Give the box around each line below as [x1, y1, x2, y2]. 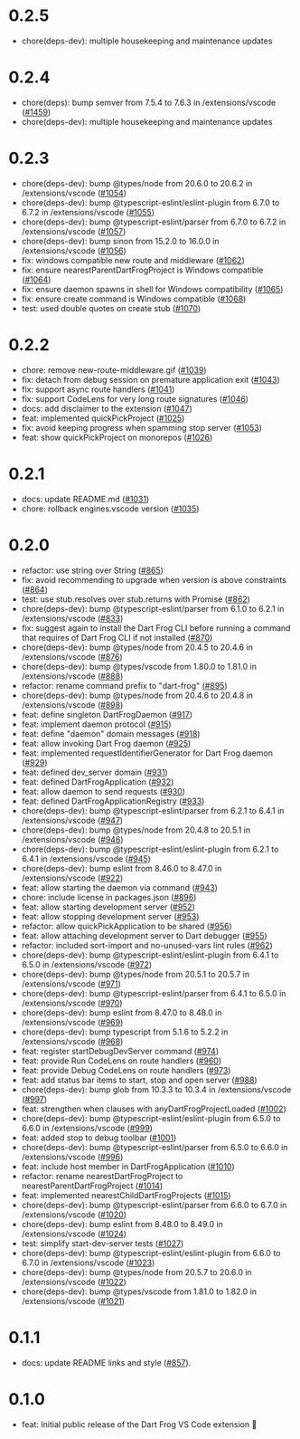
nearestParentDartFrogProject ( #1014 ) [21, 1180, 164, 1191]
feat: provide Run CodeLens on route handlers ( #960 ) [21, 1055, 222, 1066]
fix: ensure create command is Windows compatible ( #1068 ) [21, 293, 247, 304]
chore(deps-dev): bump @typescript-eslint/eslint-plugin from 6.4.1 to [21, 949, 279, 960]
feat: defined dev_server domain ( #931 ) [21, 767, 168, 777]
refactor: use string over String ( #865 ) [21, 565, 164, 576]
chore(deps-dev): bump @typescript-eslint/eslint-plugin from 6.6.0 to [21, 1247, 281, 1258]
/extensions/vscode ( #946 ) [21, 834, 124, 844]
